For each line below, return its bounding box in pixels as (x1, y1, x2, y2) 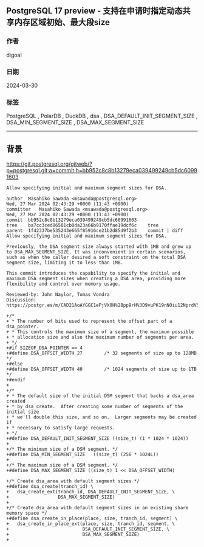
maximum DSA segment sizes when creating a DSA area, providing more (6, 276, 186, 282)
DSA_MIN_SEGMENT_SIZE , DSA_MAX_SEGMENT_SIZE (6, 119, 144, 126)
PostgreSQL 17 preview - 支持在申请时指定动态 (6, 5, 183, 16)
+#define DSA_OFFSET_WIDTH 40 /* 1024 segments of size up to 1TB (6, 366, 197, 373)
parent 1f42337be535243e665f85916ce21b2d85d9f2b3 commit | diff (6, 228, 183, 234)
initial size (6, 409, 39, 415)
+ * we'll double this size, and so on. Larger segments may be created (6, 414, 197, 420)
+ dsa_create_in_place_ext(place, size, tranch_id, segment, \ (6, 521, 175, 527)
